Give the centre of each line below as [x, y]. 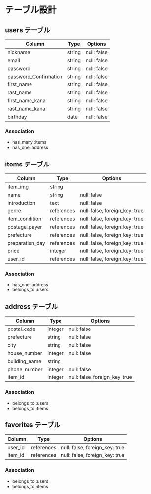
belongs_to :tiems [30, 408]
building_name [25, 361]
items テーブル [28, 164]
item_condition [25, 219]
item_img [18, 187]
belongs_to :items [30, 486]
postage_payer [25, 227]
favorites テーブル [33, 425]
